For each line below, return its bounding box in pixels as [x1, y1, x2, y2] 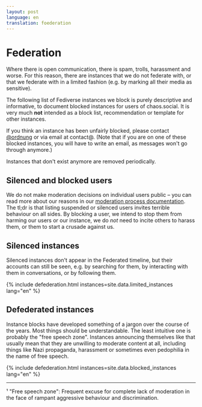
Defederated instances [6, 304, 94, 315]
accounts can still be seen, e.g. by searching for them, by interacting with [6, 262, 188, 270]
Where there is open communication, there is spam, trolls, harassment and [6, 65, 191, 73]
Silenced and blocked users [6, 175, 112, 185]
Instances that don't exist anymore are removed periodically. [6, 158, 156, 165]
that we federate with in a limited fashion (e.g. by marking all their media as [6, 79, 192, 86]
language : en [6, 14, 39, 20]
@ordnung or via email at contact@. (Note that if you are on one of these [6, 133, 186, 141]
